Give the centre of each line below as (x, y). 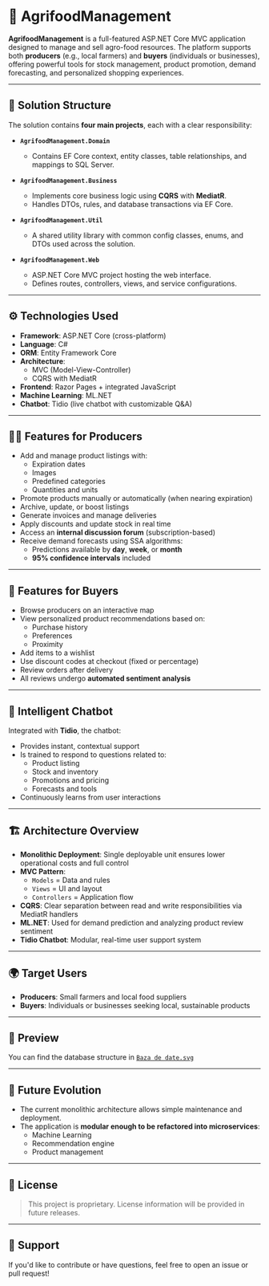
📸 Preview (34, 1038)
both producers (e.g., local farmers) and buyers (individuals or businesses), (134, 55)
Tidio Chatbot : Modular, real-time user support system (110, 939)
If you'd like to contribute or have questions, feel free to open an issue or (128, 1264)
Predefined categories (68, 482)
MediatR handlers (49, 914)
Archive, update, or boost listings (74, 507)
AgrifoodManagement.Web (60, 260)
